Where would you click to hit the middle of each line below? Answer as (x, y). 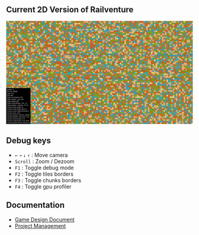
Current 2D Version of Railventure (70, 10)
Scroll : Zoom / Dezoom (45, 161)
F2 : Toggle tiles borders (44, 174)
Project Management (40, 226)
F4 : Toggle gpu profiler (43, 186)
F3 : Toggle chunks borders (48, 180)
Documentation (36, 205)
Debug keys (29, 141)
